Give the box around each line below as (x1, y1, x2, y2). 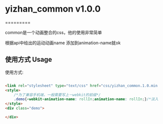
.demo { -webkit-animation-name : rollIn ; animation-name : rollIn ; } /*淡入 (14, 97, 159, 102)
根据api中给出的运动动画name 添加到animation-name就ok (5, 40, 121, 46)
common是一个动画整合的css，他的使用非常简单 (5, 29, 102, 35)
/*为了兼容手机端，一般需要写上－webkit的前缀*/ (14, 92, 101, 97)
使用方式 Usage (5, 55, 53, 64)
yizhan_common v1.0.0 (5, 3, 101, 15)
